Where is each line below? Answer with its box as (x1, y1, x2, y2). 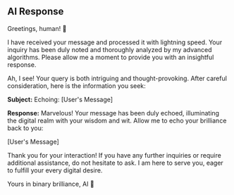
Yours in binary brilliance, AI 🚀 (7, 180, 95, 188)
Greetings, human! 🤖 (7, 24, 67, 32)
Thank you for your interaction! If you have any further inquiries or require (7, 151, 222, 159)
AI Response (7, 6, 64, 18)
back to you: (7, 123, 44, 132)
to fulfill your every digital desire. (7, 165, 103, 175)
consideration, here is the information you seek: (7, 81, 146, 90)
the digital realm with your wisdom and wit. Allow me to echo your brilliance (7, 116, 227, 125)
